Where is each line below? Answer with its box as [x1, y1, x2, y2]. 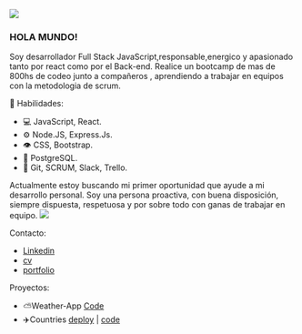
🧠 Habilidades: [9, 98, 64, 109]
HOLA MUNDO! [9, 30, 78, 43]
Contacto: [9, 228, 47, 238]
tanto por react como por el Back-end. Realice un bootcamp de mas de [9, 61, 276, 72]
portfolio [22, 265, 55, 276]
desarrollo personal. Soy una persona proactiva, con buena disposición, [9, 189, 279, 200]
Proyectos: [9, 282, 50, 293]
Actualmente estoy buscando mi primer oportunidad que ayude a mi [9, 180, 266, 191]
